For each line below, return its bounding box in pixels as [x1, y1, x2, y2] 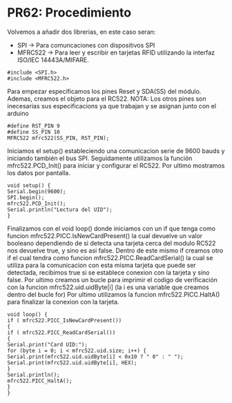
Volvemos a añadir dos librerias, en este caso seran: [7, 28, 156, 36]
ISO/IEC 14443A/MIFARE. [17, 55, 90, 63]
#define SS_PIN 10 [7, 128, 60, 135]
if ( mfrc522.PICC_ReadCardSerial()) [7, 329, 116, 336]
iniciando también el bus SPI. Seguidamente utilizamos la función [7, 154, 193, 162]
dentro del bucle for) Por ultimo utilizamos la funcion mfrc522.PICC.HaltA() [7, 290, 220, 298]
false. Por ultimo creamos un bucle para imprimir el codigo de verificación [7, 275, 217, 284]
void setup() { [7, 181, 51, 189]
